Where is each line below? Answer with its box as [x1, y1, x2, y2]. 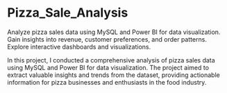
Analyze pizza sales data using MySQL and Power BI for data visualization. [7, 28, 221, 36]
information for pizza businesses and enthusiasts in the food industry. [7, 78, 207, 86]
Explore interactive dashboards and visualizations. [7, 42, 151, 51]
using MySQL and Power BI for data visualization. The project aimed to [7, 63, 210, 71]
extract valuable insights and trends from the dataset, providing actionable [7, 71, 220, 79]
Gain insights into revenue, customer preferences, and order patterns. [7, 35, 207, 43]
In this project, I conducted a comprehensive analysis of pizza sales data [7, 56, 215, 64]
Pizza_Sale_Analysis [7, 5, 128, 21]
